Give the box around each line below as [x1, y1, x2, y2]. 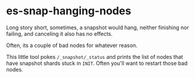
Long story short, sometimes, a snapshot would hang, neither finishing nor [6, 24, 189, 31]
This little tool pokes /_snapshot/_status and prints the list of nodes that [6, 53, 183, 60]
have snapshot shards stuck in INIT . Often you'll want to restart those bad [6, 60, 188, 67]
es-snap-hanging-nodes [6, 4, 131, 18]
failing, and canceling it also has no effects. [6, 30, 113, 37]
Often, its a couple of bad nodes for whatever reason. [6, 42, 138, 49]
